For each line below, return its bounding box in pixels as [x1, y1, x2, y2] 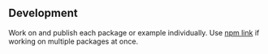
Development [8, 6, 79, 20]
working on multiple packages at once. [8, 36, 139, 46]
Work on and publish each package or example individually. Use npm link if [8, 27, 260, 37]
